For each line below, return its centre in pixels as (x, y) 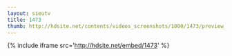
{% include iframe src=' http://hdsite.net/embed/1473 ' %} (88, 46)
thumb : (17, 26)
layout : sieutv (29, 13)
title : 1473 (24, 20)
